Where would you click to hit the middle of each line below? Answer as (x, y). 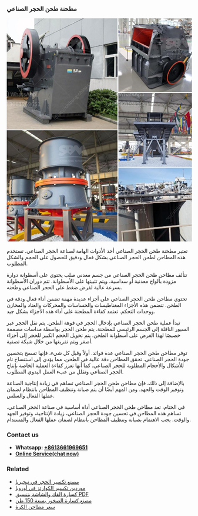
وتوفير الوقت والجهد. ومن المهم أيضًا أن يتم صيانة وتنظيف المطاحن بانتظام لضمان (95, 389)
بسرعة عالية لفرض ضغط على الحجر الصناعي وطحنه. (65, 287)
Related (18, 469)
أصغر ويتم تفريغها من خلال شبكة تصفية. (50, 341)
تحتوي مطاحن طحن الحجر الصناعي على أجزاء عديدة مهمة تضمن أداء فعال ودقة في (97, 299)
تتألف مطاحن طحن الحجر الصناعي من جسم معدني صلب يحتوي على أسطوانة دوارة (97, 274)
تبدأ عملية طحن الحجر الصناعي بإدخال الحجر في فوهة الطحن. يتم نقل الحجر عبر (94, 322)
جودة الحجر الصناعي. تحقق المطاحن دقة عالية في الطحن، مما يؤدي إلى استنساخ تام (98, 359)
